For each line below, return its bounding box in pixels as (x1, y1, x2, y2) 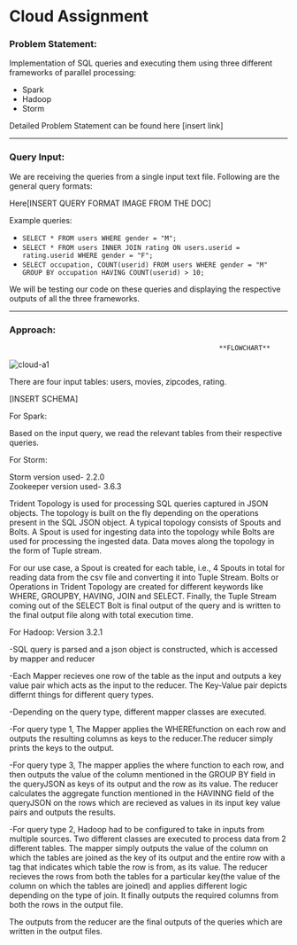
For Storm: (9, 455, 48, 465)
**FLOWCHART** (218, 344, 271, 353)
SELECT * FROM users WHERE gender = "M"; (21, 233, 177, 243)
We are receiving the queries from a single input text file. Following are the (9, 171, 280, 182)
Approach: (9, 324, 57, 336)
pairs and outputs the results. (9, 807, 117, 817)
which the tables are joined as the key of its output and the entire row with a (9, 853, 286, 863)
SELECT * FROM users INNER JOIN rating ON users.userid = (21, 243, 240, 252)
